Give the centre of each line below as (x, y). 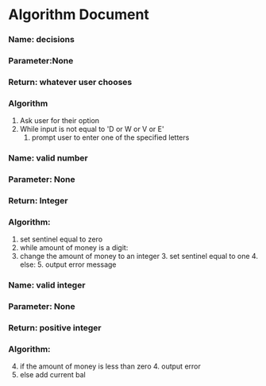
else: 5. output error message (68, 264)
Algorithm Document (79, 15)
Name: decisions (42, 40)
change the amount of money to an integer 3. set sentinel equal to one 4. (139, 257)
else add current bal (52, 375)
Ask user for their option (60, 121)
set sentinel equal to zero (61, 239)
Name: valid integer (47, 285)
